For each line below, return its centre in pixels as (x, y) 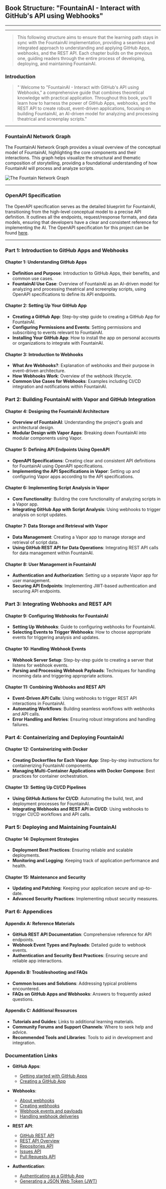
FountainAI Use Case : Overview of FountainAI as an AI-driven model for (86, 284)
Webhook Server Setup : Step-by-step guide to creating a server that (83, 660)
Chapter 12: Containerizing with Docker (46, 749)
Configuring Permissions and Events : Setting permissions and (77, 327)
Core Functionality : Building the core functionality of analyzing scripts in (86, 499)
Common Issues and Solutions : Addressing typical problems (75, 983)
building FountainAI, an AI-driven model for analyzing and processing (88, 114)
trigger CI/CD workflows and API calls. (51, 815)
